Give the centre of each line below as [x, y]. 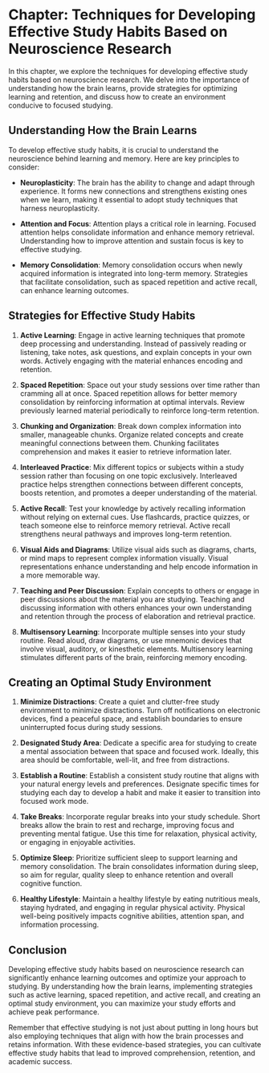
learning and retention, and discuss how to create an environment [117, 96]
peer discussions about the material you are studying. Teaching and [132, 599]
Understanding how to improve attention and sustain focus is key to [132, 241]
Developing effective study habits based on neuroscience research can [126, 969]
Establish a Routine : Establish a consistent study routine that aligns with [139, 776]
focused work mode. [54, 802]
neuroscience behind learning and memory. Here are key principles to [124, 158]
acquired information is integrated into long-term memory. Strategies [134, 273]
